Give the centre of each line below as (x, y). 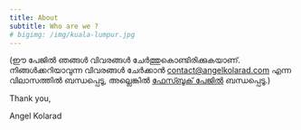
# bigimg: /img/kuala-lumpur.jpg (72, 34)
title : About (34, 18)
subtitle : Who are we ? (54, 26)
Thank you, (30, 98)
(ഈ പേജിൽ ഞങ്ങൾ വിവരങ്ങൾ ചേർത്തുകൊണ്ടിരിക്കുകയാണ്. (125, 60)
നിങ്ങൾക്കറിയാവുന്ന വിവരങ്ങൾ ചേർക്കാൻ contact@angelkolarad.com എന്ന (150, 70)
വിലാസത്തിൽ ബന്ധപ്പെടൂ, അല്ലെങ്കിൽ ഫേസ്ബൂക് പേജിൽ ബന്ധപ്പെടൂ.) (140, 80)
